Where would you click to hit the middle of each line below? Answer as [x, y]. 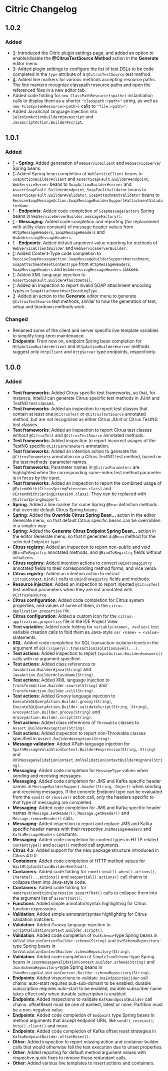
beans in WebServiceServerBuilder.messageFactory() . [67, 216]
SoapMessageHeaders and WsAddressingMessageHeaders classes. [76, 269]
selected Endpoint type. [37, 541]
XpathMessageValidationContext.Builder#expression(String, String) [84, 750]
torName [20, 206]
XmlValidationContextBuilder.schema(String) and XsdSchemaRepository [86, 940]
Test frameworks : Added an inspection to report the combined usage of [87, 483]
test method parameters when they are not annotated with [72, 589]
